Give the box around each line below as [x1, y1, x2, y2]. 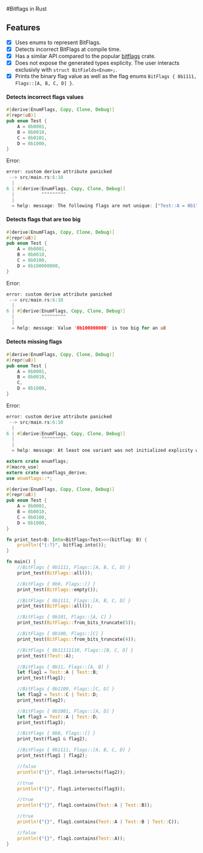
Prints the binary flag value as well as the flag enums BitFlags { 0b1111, [14, 73, 197, 80]
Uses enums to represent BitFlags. [14, 39, 101, 46]
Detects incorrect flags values [6, 93, 84, 101]
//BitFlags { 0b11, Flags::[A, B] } [17, 663, 110, 670]
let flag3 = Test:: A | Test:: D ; [17, 714, 98, 720]
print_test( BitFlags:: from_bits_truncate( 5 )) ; [17, 620, 137, 626]
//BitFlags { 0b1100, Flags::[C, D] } [17, 686, 115, 692]
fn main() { [6, 559, 36, 565]
